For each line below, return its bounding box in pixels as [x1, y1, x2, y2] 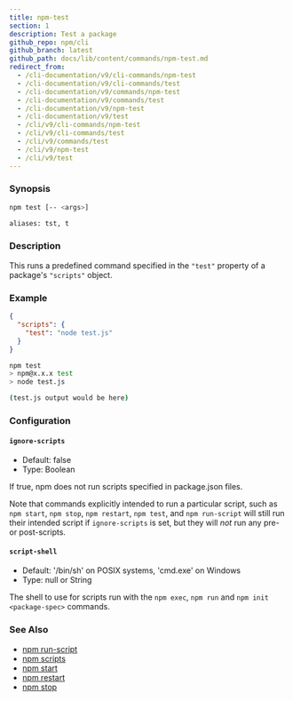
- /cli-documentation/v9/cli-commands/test [17, 79, 180, 88]
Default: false [21, 455, 72, 466]
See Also [9, 624, 49, 636]
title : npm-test [9, 12, 69, 22]
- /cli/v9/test [17, 153, 74, 163]
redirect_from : [9, 63, 66, 72]
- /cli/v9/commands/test [17, 137, 109, 146]
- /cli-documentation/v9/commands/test [17, 95, 165, 105]
